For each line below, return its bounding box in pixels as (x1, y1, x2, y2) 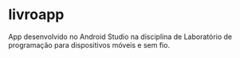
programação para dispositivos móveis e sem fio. (8, 40, 170, 49)
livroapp (8, 6, 65, 24)
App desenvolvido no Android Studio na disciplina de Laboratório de (8, 32, 233, 41)
